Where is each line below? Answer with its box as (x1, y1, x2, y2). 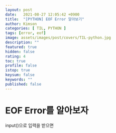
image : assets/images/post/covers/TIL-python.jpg (5, 35, 111, 40)
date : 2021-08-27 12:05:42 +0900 (5, 12, 80, 17)
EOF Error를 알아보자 (5, 104, 89, 116)
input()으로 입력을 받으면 (5, 122, 54, 128)
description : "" (5, 40, 39, 45)
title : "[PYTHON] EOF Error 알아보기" (5, 16, 84, 21)
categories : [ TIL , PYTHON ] (5, 26, 66, 31)
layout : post (5, 7, 33, 12)
